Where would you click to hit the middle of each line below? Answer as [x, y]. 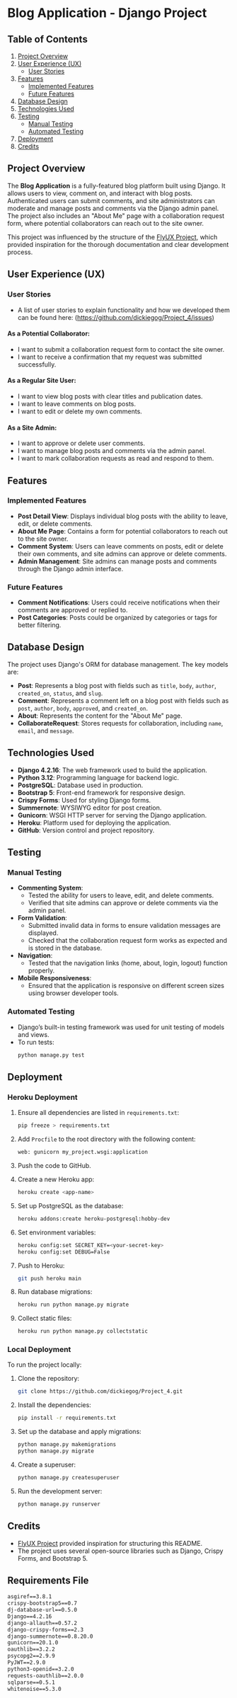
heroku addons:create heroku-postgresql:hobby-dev [94, 1219]
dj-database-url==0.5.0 [42, 1610]
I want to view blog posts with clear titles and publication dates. [110, 396]
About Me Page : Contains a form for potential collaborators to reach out [123, 531]
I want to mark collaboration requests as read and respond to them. [116, 459]
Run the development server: [60, 1491]
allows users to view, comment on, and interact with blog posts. [100, 193]
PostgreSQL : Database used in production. [80, 785]
